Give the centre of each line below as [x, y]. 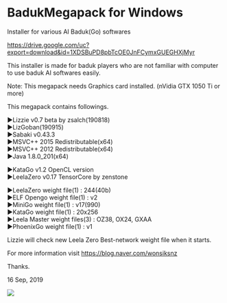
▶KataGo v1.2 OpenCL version [50, 169]
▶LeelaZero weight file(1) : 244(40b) [59, 190]
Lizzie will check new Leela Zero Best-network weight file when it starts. [109, 240]
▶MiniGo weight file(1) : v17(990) [54, 204]
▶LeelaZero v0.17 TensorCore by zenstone [68, 177]
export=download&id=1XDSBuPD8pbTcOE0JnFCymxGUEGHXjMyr [101, 52]
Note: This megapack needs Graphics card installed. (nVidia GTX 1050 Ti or [114, 86]
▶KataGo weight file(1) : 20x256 [53, 212]
